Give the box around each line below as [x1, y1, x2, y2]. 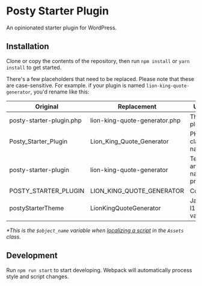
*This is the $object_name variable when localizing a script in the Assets [6, 227, 185, 234]
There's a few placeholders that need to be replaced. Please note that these [6, 75, 194, 82]
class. [6, 233, 21, 240]
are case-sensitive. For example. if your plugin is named [6, 82, 145, 89]
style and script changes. [6, 273, 69, 280]
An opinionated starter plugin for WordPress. [6, 24, 117, 31]
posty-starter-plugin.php [9, 116, 82, 124]
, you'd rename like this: [30, 88, 90, 95]
